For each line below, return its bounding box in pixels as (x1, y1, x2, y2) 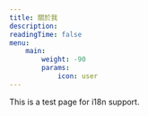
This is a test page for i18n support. (9, 96, 140, 107)
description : (9, 22, 58, 31)
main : (25, 47, 47, 56)
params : (41, 64, 70, 73)
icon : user (57, 72, 99, 81)
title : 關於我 (9, 13, 58, 22)
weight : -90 (41, 55, 87, 64)
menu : (9, 38, 30, 48)
